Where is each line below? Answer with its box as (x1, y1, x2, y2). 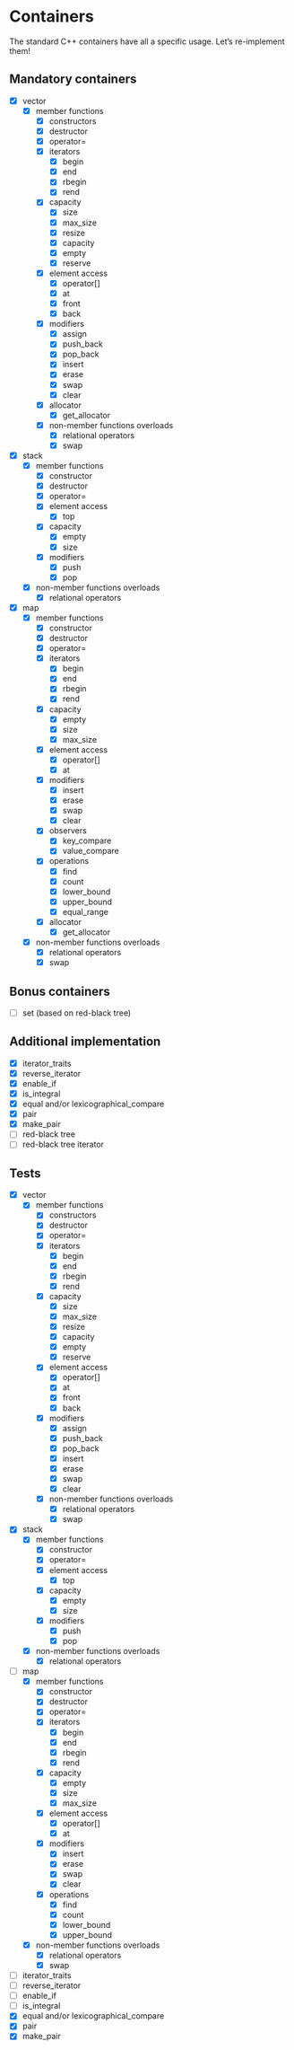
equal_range (62, 906, 109, 917)
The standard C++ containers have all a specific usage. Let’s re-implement (9, 36, 285, 47)
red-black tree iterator (22, 1139, 105, 1150)
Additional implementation (9, 1034, 161, 1050)
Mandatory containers (9, 72, 137, 87)
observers (48, 825, 87, 836)
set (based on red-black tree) (22, 1007, 132, 1018)
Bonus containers (9, 983, 110, 999)
